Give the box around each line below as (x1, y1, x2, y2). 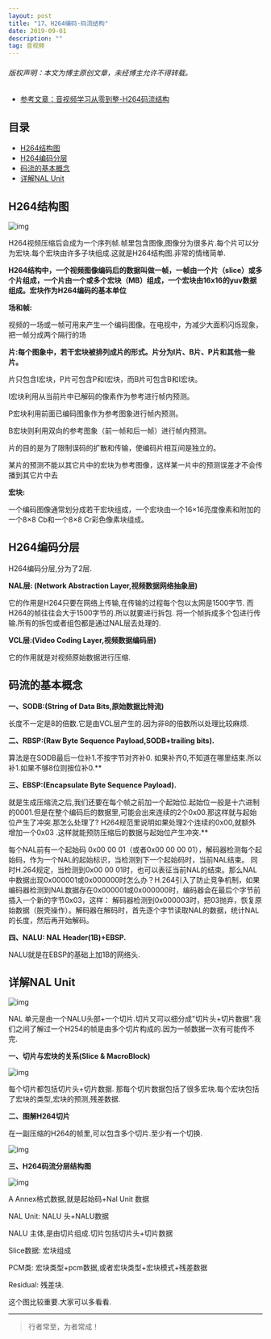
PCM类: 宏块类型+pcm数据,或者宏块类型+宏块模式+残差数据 (8, 1263, 208, 1273)
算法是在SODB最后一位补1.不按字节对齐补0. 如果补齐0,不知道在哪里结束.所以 (8, 753, 262, 762)
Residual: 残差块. (8, 1280, 65, 1290)
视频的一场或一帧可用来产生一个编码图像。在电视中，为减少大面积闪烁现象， (8, 320, 263, 330)
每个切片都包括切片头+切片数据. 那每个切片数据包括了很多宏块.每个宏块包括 (8, 1084, 260, 1094)
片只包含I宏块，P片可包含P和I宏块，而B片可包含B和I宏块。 (8, 374, 202, 384)
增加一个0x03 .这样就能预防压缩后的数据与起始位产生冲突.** (8, 827, 208, 837)
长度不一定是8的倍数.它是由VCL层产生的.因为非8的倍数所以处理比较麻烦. (8, 718, 249, 728)
